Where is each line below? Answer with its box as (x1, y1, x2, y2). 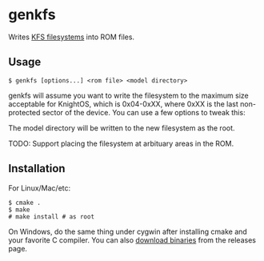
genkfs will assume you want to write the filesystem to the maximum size (8, 90, 250, 100)
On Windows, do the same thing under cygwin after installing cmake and (8, 227, 248, 236)
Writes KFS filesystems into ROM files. (8, 32, 134, 42)
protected (8, 107, 41, 117)
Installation (8, 162, 66, 175)
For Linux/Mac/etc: (8, 183, 71, 193)
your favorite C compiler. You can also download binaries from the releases (8, 235, 256, 245)
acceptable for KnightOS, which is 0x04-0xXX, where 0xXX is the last (8, 98, 238, 109)
